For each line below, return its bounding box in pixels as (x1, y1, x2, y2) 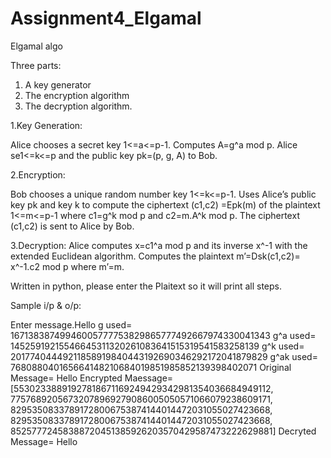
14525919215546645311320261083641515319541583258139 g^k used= (10, 340, 305, 352)
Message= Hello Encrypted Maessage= (10, 372, 174, 384)
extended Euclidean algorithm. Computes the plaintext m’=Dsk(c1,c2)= (10, 250, 301, 262)
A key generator (24, 78, 92, 91)
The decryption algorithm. (24, 100, 133, 112)
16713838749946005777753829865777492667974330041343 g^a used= (10, 329, 317, 341)
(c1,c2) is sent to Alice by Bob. (10, 220, 135, 232)
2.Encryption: (10, 168, 66, 181)
